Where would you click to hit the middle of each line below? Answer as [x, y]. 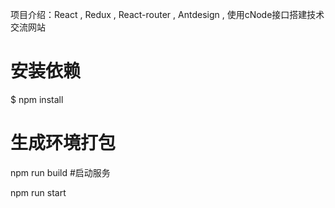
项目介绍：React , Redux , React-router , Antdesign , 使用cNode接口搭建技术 [167, 14]
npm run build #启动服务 [60, 172]
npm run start [38, 192]
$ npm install [37, 99]
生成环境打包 [63, 143]
